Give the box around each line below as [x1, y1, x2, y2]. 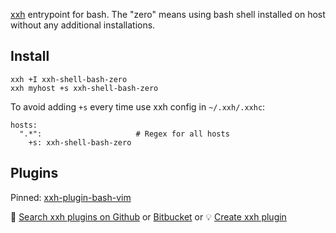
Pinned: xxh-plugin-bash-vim [10, 191, 132, 203]
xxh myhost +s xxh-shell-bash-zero [10, 83, 159, 93]
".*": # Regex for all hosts [19, 129, 230, 139]
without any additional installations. [10, 19, 156, 31]
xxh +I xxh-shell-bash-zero [10, 74, 128, 84]
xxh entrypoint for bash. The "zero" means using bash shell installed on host [10, 9, 326, 20]
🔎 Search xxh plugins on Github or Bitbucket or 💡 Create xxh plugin [10, 210, 287, 223]
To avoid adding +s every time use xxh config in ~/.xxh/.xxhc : [10, 100, 266, 113]
